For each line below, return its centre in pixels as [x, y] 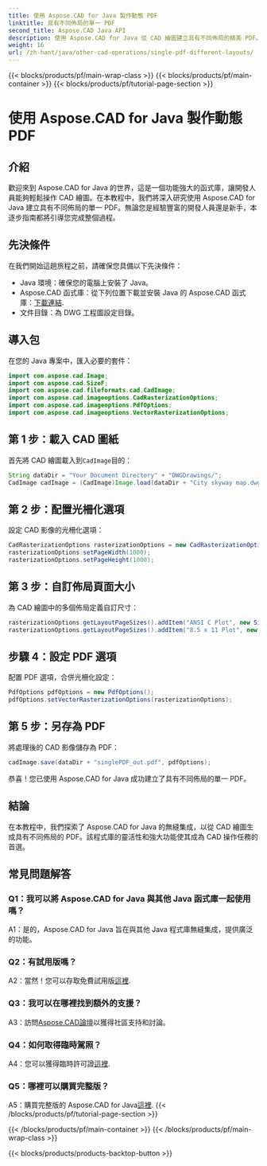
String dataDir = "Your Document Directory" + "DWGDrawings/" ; [115, 475]
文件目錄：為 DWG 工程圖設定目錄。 [79, 312]
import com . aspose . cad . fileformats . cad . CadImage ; [92, 391]
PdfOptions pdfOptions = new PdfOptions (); [81, 692]
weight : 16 [26, 45]
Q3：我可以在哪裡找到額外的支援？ [75, 1004]
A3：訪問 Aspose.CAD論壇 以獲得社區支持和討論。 [89, 1022]
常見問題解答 [40, 874]
